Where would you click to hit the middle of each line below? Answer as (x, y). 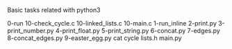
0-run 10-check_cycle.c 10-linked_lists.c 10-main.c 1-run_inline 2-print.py (112, 23)
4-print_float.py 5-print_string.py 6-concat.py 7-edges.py (138, 31)
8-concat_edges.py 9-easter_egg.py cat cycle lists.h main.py (94, 38)
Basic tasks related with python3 (54, 10)
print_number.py (31, 31)
